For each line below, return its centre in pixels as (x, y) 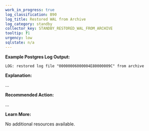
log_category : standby (29, 24)
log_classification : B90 (31, 15)
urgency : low (19, 38)
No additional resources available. (40, 124)
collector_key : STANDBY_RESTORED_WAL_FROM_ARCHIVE (59, 29)
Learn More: (18, 114)
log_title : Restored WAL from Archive (45, 19)
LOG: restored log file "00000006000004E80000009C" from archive (74, 66)
